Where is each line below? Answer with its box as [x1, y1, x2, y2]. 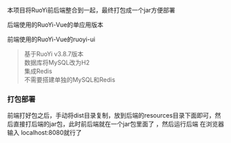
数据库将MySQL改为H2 [23, 58, 90, 67]
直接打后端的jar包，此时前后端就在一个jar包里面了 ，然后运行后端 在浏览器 [12, 120, 224, 129]
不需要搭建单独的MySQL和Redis [23, 76, 116, 84]
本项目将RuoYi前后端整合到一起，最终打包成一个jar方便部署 [7, 6, 176, 14]
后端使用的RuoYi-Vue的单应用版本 [7, 21, 103, 29]
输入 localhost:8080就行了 [7, 129, 82, 137]
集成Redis [23, 67, 53, 75]
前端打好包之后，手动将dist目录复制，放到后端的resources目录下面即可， [7, 111, 215, 120]
